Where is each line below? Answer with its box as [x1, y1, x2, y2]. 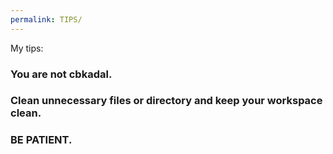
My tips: [10, 42, 44, 54]
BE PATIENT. [10, 133, 73, 147]
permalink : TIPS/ [10, 14, 83, 25]
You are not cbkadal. [10, 67, 113, 81]
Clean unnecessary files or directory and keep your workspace [10, 94, 323, 108]
